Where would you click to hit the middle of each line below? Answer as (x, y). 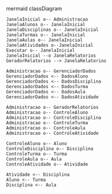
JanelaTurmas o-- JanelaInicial (46, 35)
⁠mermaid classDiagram (34, 9)
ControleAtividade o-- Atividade (47, 164)
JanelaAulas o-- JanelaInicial (45, 40)
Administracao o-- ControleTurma (47, 123)
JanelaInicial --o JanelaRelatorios (51, 56)
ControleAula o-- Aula (34, 159)
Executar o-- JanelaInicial (41, 50)
